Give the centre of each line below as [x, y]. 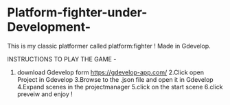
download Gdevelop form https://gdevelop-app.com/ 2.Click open [111, 72]
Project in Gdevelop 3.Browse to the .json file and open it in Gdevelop [115, 79]
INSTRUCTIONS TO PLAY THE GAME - [62, 59]
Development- [49, 27]
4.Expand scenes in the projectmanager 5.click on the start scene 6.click [120, 87]
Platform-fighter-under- [77, 13]
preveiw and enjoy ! [45, 94]
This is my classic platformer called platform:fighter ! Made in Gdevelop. [109, 46]
